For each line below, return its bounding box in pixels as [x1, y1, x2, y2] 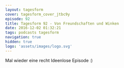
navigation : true [5, 35, 41, 40]
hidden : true [5, 39, 32, 44]
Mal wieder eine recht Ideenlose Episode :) [5, 57, 93, 63]
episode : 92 [5, 16, 30, 21]
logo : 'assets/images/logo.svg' [5, 44, 72, 49]
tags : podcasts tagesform [5, 30, 59, 35]
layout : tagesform [5, 7, 43, 12]
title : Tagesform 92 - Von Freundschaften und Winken [5, 21, 120, 26]
